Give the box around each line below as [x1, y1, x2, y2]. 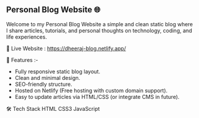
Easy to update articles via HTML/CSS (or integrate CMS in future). [14, 93, 180, 100]
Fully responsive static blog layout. [14, 68, 100, 75]
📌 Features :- [6, 56, 38, 63]
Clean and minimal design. [14, 74, 81, 81]
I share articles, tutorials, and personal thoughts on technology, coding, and [6, 27, 192, 34]
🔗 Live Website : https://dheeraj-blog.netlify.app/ [6, 45, 127, 52]
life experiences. [6, 33, 47, 41]
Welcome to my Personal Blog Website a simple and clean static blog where [6, 20, 193, 27]
